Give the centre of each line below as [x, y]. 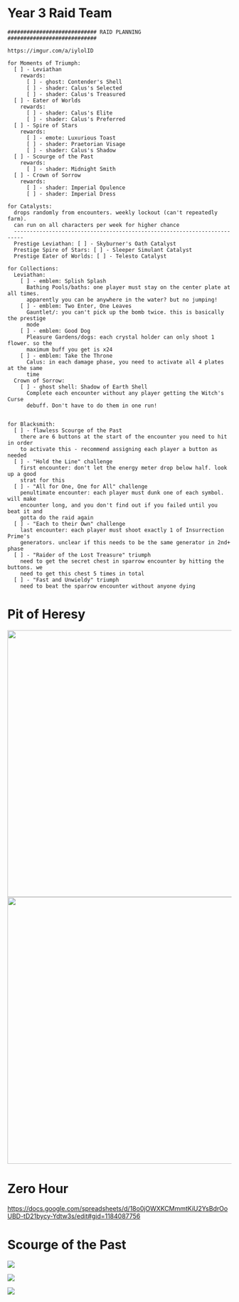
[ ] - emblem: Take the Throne [67, 356]
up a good [22, 474]
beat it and [25, 511]
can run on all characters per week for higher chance [97, 225]
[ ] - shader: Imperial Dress [71, 194]
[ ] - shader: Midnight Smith [71, 169]
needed [17, 455]
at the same [25, 368]
